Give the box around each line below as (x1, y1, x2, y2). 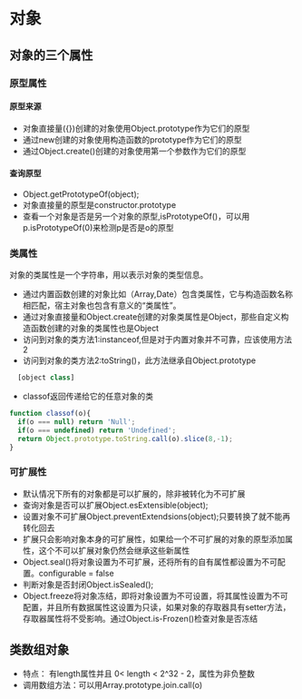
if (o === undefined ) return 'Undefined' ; (17, 426, 177, 435)
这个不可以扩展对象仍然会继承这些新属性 (38, 545, 190, 556)
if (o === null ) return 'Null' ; (17, 417, 136, 427)
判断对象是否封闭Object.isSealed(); (22, 578, 154, 590)
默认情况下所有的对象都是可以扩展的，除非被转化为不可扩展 (22, 487, 246, 499)
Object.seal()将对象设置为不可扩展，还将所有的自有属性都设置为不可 (22, 556, 278, 567)
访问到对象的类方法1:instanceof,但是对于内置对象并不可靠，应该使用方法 (22, 334, 293, 345)
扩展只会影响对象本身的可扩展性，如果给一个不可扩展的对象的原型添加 (22, 533, 286, 545)
